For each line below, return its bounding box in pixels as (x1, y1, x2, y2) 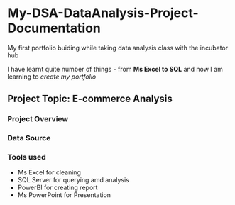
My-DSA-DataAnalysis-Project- (7, 5, 199, 21)
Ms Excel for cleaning (17, 168, 82, 177)
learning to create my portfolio (7, 72, 97, 81)
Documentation (7, 20, 102, 36)
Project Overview (7, 114, 69, 124)
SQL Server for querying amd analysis (17, 176, 129, 184)
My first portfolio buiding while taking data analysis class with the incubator (7, 43, 229, 52)
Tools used (7, 153, 46, 162)
